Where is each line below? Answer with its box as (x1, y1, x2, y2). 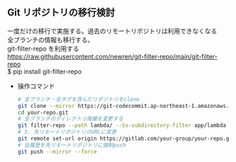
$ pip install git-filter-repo (7, 67, 82, 75)
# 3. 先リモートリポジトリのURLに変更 (17, 129, 117, 136)
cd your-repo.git (17, 108, 69, 116)
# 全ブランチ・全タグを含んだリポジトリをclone (17, 96, 139, 103)
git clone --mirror (17, 102, 75, 109)
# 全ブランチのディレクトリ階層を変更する (17, 116, 124, 123)
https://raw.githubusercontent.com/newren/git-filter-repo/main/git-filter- (7, 52, 218, 61)
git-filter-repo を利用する (7, 44, 80, 53)
